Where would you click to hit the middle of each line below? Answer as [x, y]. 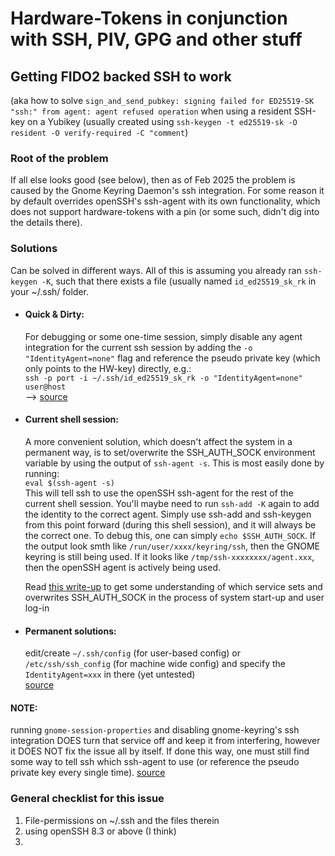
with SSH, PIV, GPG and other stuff [156, 39]
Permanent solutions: [70, 631]
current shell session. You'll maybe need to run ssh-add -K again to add [172, 503]
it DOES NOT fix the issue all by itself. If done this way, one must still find [160, 751]
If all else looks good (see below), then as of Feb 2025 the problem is [153, 180]
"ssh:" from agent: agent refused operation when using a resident [151, 111]
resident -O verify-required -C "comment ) [99, 132]
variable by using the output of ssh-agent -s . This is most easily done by [174, 463]
